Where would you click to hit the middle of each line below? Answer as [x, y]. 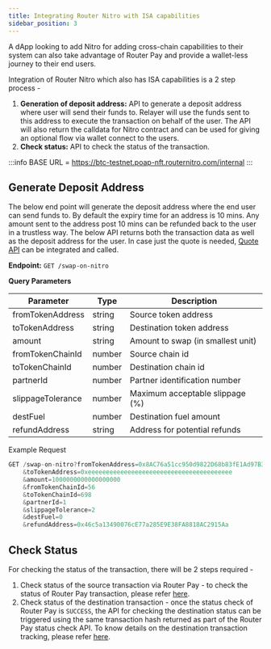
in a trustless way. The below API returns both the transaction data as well [131, 233]
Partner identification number [185, 381]
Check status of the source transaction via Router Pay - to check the [134, 585]
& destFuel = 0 [43, 517]
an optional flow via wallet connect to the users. [100, 137]
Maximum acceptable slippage [188, 394]
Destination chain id [167, 367]
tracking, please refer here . [65, 636]
